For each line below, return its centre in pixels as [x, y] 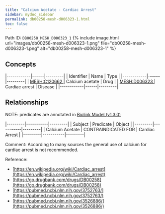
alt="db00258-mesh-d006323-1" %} [78, 48]
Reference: [16, 159]
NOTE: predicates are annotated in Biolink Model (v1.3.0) [63, 114]
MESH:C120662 [46, 82]
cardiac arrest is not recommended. [42, 150]
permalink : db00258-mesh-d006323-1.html [48, 19]
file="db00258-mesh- [123, 43]
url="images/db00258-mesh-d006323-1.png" [52, 43]
